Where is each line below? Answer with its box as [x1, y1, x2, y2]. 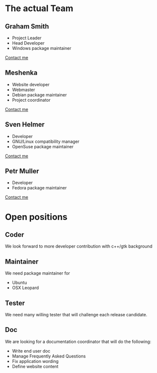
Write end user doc [12, 348, 51, 354]
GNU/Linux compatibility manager [12, 139, 80, 144]
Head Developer [12, 40, 45, 46]
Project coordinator [12, 97, 51, 103]
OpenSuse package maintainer [12, 143, 74, 149]
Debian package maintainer [12, 92, 67, 97]
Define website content [12, 363, 59, 369]
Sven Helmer [5, 121, 45, 129]
